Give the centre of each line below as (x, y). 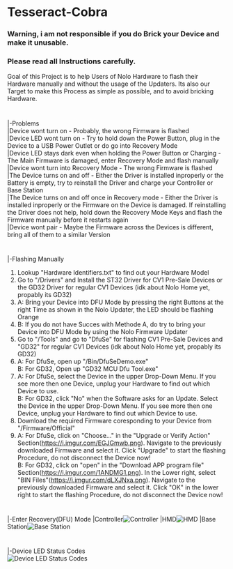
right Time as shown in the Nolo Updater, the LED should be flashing (115, 309)
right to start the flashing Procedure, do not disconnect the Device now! (120, 494)
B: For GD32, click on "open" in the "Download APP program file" (111, 465)
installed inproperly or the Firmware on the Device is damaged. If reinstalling (116, 205)
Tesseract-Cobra (57, 12)
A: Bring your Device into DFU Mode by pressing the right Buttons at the (120, 302)
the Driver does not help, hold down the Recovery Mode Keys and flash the (115, 212)
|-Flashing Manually (36, 259)
